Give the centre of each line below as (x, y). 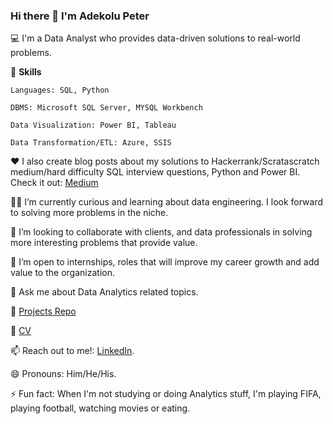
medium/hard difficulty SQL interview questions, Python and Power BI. (155, 172)
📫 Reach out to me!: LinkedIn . (72, 351)
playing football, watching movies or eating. (100, 408)
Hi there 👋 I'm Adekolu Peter (80, 16)
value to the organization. (62, 273)
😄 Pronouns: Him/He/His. (63, 374)
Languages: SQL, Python (60, 90)
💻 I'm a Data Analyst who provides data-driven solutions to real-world (155, 38)
